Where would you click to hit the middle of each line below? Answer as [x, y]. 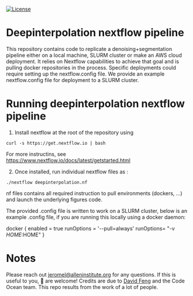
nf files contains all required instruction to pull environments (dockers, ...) [94, 193]
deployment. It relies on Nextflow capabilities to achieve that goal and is [93, 61]
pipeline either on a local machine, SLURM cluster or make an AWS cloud [94, 55]
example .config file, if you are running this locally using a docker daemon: [96, 217]
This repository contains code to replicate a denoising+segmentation [89, 49]
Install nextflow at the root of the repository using [74, 132]
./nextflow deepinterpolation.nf [47, 182]
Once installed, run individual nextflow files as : [71, 171]
